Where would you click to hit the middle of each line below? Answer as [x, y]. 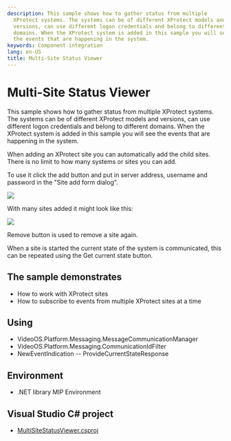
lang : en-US [24, 52]
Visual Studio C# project [60, 414]
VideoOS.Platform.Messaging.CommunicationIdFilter [91, 347]
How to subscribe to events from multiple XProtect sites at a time [109, 301]
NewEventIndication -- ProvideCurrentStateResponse [93, 354]
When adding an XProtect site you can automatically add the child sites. [109, 154]
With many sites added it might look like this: [70, 208]
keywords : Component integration [55, 45]
